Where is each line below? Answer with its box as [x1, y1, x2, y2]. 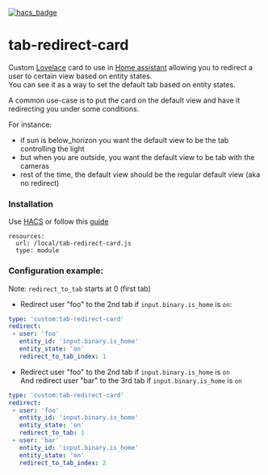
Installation [8, 198, 54, 209]
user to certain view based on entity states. [8, 71, 153, 81]
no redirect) [19, 178, 60, 187]
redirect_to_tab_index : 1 [19, 352, 107, 360]
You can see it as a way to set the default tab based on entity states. [8, 79, 236, 89]
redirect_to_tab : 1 [19, 429, 85, 437]
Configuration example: [8, 265, 103, 276]
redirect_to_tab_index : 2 [19, 459, 107, 467]
